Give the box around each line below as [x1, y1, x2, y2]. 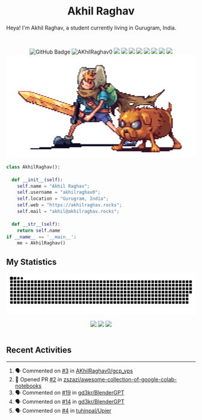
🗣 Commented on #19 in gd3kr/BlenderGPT [14, 389, 124, 396]
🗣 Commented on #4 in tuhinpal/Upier [14, 407, 112, 414]
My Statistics [6, 257, 57, 267]
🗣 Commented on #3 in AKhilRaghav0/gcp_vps [14, 367, 133, 374]
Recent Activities [6, 345, 72, 356]
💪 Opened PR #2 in [14, 375, 63, 383]
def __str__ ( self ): [11, 221, 61, 227]
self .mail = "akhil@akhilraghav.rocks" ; [17, 209, 120, 215]
